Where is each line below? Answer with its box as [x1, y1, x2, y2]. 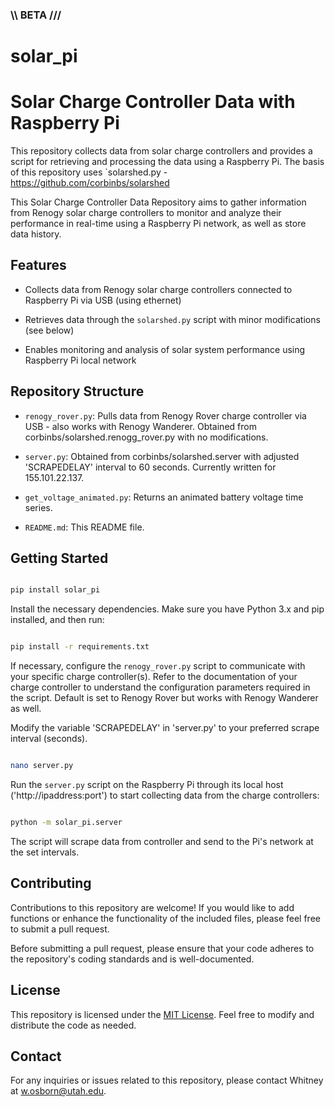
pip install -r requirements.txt [10, 642, 150, 652]
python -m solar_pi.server [10, 818, 123, 828]
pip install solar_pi [10, 585, 101, 595]
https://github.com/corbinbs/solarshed [10, 177, 170, 189]
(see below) [24, 324, 75, 336]
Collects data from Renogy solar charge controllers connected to [24, 283, 293, 295]
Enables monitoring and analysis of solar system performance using [24, 343, 306, 355]
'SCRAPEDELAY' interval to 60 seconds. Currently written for [24, 461, 277, 473]
